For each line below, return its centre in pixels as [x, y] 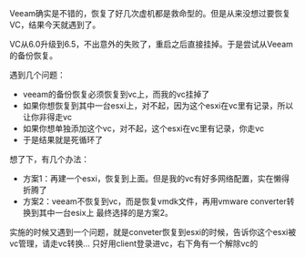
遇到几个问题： [37, 75]
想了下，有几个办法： [49, 159]
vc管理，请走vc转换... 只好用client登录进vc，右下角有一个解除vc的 [134, 243]
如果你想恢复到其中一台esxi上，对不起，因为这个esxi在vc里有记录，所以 [158, 106]
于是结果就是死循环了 [62, 140]
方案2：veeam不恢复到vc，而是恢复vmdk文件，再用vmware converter [154, 201]
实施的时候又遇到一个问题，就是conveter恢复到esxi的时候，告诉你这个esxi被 [153, 232]
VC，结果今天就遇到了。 [55, 25]
